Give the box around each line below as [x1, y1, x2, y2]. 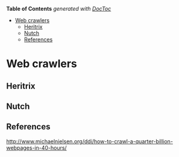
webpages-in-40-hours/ [6, 144, 68, 151]
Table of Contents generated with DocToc [6, 5, 111, 12]
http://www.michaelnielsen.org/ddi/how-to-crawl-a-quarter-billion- [6, 138, 174, 145]
